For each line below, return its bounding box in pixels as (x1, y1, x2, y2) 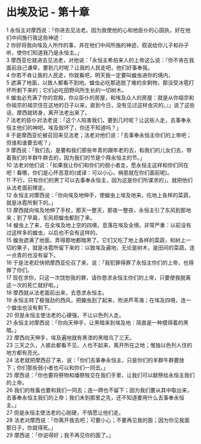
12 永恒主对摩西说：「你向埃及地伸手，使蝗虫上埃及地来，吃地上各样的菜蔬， (6, 191, 194, 199)
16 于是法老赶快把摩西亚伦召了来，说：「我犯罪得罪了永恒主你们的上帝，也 (6, 259, 189, 266)
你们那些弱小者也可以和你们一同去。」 (16, 364, 109, 371)
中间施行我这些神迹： (11, 34, 64, 41)
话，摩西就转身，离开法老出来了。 (6, 109, 90, 116)
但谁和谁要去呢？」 (6, 139, 54, 146)
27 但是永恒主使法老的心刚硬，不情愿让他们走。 (6, 409, 124, 416)
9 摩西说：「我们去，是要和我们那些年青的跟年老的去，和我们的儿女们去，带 (6, 146, 192, 154)
